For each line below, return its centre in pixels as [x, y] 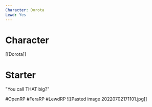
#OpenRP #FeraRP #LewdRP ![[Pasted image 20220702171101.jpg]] [76, 99]
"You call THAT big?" [27, 89]
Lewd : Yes [16, 15]
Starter [20, 75]
